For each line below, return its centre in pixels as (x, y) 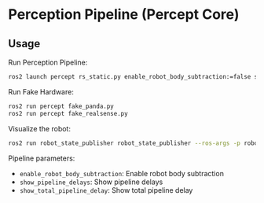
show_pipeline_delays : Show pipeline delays (91, 182)
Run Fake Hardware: (41, 91)
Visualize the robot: (39, 128)
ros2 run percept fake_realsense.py (68, 113)
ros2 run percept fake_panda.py (61, 106)
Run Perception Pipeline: (48, 62)
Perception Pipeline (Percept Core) (124, 15)
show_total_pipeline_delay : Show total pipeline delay (106, 190)
